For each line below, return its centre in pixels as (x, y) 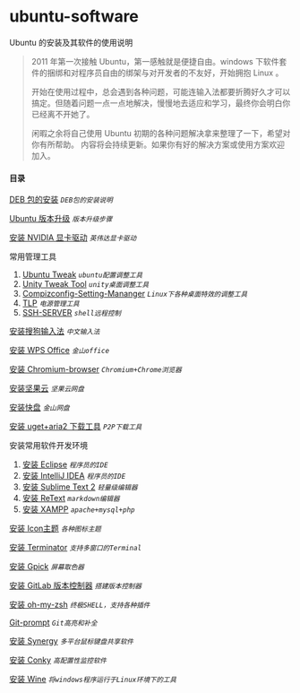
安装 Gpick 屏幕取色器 (47, 567)
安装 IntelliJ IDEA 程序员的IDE (74, 476)
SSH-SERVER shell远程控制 (72, 313)
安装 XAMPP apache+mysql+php (78, 509)
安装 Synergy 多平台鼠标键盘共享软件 (72, 641)
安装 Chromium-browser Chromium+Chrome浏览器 (95, 369)
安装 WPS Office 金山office (60, 351)
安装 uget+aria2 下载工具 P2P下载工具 (76, 427)
